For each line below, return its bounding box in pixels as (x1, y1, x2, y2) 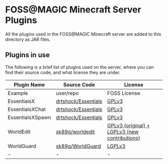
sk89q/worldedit (55, 128, 95, 135)
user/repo (55, 89, 79, 96)
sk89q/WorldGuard (55, 143, 101, 150)
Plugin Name (13, 81, 45, 88)
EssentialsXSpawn (7, 114, 51, 121)
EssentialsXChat (7, 106, 46, 113)
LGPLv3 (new (107, 128, 139, 135)
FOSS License (107, 89, 140, 96)
